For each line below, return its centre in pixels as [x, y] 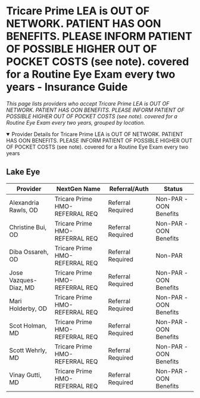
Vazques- [23, 280]
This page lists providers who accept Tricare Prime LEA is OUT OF [88, 103]
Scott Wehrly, [28, 350]
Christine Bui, [28, 227]
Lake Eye [23, 172]
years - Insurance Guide [67, 87]
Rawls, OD [24, 210]
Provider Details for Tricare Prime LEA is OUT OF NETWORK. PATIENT [97, 134]
